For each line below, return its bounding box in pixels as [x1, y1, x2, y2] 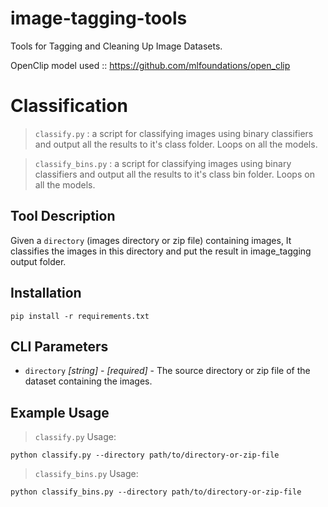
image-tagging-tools [10, 7, 188, 30]
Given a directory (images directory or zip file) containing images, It [10, 234, 292, 246]
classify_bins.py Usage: [34, 468, 139, 480]
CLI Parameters [10, 338, 109, 355]
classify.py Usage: [34, 431, 117, 443]
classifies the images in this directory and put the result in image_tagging [10, 245, 312, 257]
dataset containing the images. [24, 375, 153, 387]
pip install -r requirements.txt [10, 311, 150, 321]
